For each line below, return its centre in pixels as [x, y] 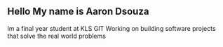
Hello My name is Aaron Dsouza [78, 12]
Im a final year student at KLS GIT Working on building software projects [111, 28]
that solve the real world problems [57, 36]
